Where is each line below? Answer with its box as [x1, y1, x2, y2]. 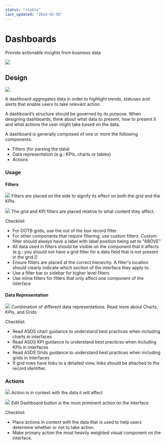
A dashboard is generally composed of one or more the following [5, 131, 138, 137]
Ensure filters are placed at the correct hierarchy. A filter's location [12, 260, 149, 266]
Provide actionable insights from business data [5, 50, 101, 56]
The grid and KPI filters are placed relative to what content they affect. [11, 208, 155, 214]
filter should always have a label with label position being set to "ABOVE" [12, 238, 161, 244]
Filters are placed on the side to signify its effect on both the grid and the [11, 193, 160, 199]
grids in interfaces [12, 355, 50, 360]
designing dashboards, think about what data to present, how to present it [5, 116, 156, 122]
